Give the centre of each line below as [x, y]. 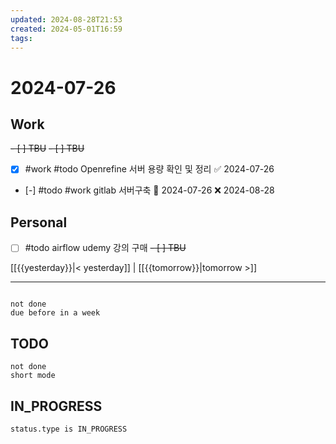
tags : [21, 38]
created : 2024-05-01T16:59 [66, 29]
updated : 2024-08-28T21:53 [66, 19]
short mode [33, 376]
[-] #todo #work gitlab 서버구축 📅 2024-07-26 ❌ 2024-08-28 [149, 190]
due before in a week [55, 313]
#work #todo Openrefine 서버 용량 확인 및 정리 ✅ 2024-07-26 [149, 169]
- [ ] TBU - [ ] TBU [47, 148]
